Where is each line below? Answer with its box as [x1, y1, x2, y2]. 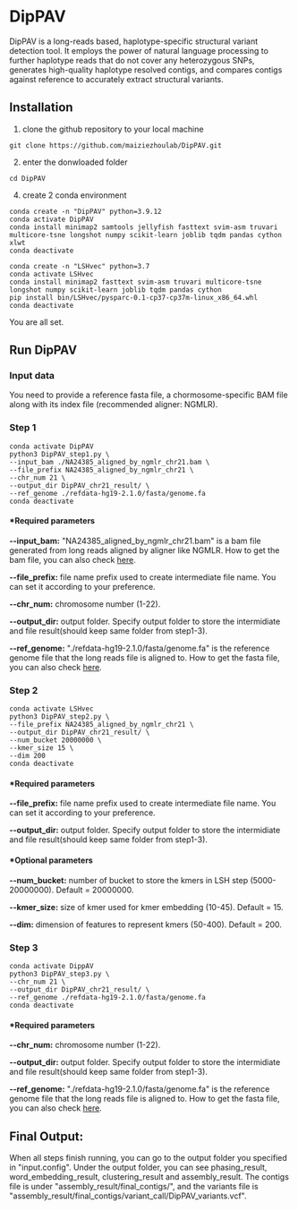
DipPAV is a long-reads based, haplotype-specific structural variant [9, 36, 259, 47]
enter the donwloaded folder [21, 157, 128, 167]
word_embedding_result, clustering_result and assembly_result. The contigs [9, 1171, 289, 1182]
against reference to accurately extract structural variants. [9, 73, 224, 84]
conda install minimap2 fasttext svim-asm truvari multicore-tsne [9, 277, 262, 286]
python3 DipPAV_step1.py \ [9, 449, 110, 458]
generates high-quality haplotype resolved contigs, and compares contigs [9, 64, 283, 75]
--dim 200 [9, 752, 47, 761]
